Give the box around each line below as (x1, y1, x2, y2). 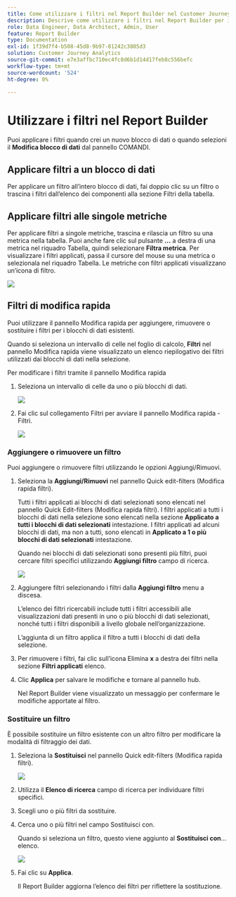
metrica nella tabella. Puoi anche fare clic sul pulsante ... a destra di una (7, 236, 216, 245)
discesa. (17, 591, 42, 600)
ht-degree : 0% (7, 75, 49, 83)
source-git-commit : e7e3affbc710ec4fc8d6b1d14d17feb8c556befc (7, 56, 193, 63)
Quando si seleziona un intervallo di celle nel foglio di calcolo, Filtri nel (7, 340, 211, 348)
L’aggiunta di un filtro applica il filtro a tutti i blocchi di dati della (17, 633, 200, 642)
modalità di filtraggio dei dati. (7, 738, 92, 746)
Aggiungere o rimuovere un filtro (7, 447, 122, 457)
